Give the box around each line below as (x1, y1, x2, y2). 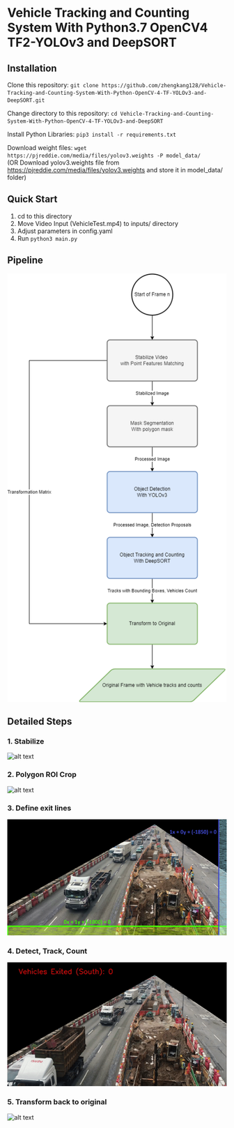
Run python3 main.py (17, 234, 78, 242)
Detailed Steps (7, 716, 72, 728)
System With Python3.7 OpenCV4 (7, 20, 208, 36)
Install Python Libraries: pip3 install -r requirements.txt (7, 130, 176, 138)
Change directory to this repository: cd (7, 110, 118, 117)
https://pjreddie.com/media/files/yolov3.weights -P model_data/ (7, 152, 201, 159)
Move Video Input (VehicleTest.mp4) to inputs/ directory (17, 219, 179, 227)
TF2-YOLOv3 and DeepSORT (7, 35, 178, 50)
